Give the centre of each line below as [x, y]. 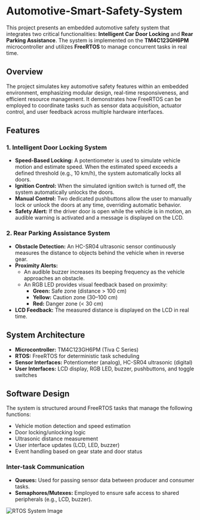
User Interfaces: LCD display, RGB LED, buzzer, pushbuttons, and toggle [104, 369]
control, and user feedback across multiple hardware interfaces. [85, 111]
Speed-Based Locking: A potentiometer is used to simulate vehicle [98, 160]
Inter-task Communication [45, 467]
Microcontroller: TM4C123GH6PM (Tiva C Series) [77, 349]
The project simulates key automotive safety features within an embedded [97, 86]
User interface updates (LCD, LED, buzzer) [67, 445]
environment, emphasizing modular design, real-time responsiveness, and [98, 92]
